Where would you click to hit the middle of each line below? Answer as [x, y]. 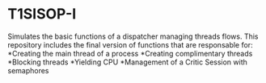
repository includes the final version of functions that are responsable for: [130, 44]
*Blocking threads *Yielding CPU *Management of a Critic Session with [128, 62]
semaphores [28, 70]
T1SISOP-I [42, 14]
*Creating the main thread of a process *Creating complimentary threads [130, 53]
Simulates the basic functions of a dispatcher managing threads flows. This [133, 36]
